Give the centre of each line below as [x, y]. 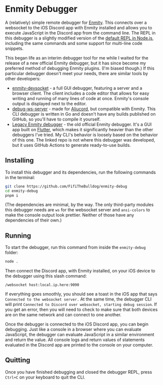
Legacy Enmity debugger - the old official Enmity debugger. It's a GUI [82, 124]
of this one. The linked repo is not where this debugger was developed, [83, 140]
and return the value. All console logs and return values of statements [75, 340]
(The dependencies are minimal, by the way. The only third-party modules [80, 205]
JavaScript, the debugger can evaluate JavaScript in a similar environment [80, 335]
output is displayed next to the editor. [49, 103]
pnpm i [12, 195]
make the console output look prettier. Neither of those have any [70, 215]
